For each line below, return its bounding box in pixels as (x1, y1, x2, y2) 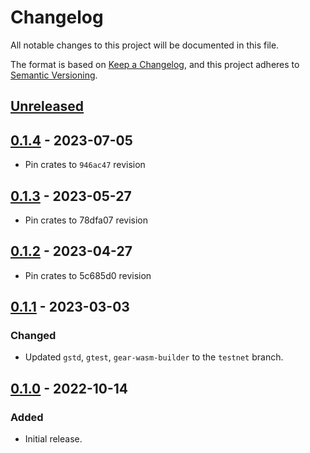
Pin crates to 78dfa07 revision (24, 214, 149, 226)
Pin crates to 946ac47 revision (24, 159, 146, 171)
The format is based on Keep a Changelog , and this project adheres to (10, 58, 300, 70)
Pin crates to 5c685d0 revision (24, 269, 152, 281)
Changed (10, 329, 57, 343)
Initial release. (24, 433, 83, 445)
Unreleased (10, 98, 85, 115)
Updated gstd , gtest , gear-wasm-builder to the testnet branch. (24, 351, 284, 363)
